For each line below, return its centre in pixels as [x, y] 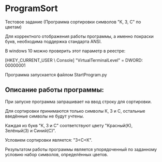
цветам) [13, 27]
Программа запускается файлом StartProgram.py [56, 74]
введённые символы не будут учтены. [44, 116]
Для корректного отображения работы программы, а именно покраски [79, 36]
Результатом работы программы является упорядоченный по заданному [81, 149]
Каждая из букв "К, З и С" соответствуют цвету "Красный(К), [69, 125]
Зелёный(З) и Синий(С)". [31, 131]
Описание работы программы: [54, 90]
